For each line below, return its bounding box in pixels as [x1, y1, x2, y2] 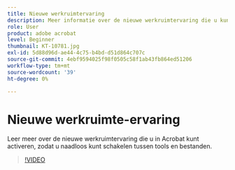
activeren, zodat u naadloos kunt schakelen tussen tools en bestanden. [7, 142, 213, 150]
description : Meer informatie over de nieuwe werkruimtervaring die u [7, 17, 218, 24]
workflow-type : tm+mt [7, 62, 71, 69]
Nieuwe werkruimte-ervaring [7, 111, 180, 127]
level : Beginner [7, 36, 55, 43]
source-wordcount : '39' [7, 69, 77, 76]
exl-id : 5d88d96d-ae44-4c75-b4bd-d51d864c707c [7, 50, 145, 57]
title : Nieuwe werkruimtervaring [7, 10, 105, 17]
